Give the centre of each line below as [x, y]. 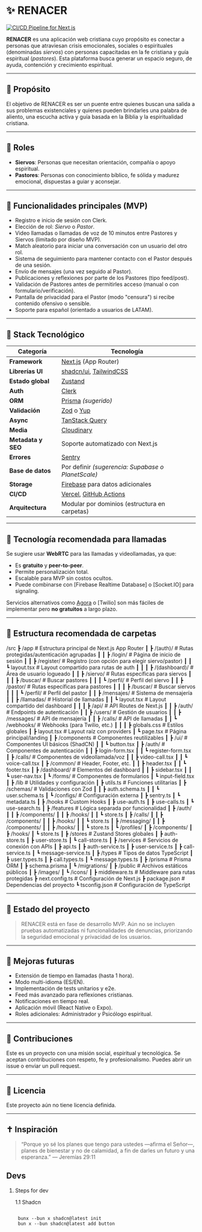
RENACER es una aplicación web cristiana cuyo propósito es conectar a [95, 39]
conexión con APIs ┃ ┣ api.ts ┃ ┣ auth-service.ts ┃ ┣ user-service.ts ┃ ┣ [94, 846]
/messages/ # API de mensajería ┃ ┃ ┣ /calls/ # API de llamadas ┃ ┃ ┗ [92, 718]
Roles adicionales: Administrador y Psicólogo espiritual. [84, 1014]
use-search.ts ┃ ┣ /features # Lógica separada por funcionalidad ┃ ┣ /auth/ [99, 808]
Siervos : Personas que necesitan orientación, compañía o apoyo [95, 162]
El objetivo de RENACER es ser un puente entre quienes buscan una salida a [101, 104]
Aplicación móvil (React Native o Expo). [64, 1008]
